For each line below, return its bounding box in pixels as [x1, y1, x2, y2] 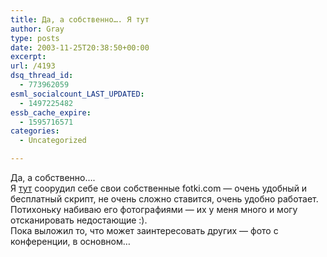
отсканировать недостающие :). [10, 214, 148, 226]
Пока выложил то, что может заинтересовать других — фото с [10, 225, 279, 236]
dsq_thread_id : [10, 71, 74, 81]
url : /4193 [10, 61, 56, 71]
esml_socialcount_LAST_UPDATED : [10, 89, 145, 99]
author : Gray [10, 24, 65, 34]
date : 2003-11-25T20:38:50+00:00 [10, 42, 150, 53]
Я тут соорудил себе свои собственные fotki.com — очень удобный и [10, 182, 308, 194]
